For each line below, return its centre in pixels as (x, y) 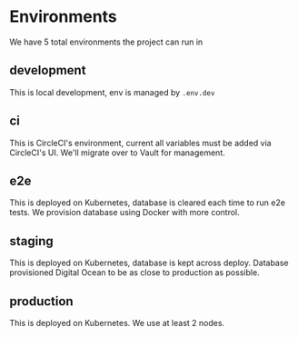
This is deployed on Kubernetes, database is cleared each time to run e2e (148, 203)
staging (32, 241)
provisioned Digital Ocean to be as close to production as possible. (135, 273)
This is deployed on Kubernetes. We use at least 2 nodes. (117, 323)
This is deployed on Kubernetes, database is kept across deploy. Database (149, 263)
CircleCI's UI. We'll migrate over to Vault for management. (117, 153)
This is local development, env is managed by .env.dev (112, 92)
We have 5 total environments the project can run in (106, 42)
